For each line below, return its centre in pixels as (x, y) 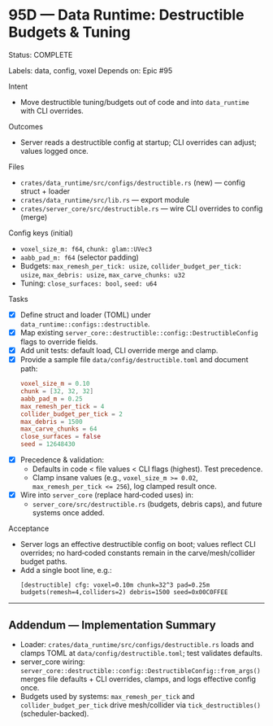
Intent (18, 86)
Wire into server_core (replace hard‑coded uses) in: (106, 495)
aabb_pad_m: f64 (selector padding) (80, 257)
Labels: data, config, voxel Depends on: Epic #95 (91, 70)
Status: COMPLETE (41, 55)
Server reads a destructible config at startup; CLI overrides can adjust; (139, 142)
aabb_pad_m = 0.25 (51, 399)
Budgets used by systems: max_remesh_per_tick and (107, 696)
